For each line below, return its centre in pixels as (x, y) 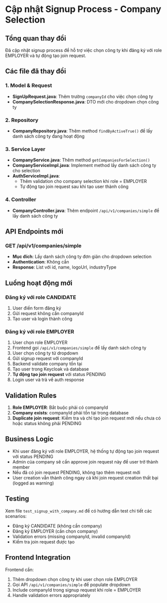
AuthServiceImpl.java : (36, 176)
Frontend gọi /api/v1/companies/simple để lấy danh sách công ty (79, 348)
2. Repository (22, 120)
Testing (17, 499)
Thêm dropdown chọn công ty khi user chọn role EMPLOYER (75, 579)
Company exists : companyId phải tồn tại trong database (70, 413)
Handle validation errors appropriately (51, 595)
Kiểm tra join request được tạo (43, 541)
